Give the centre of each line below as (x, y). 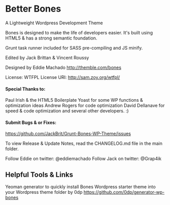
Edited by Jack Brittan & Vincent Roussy (47, 57)
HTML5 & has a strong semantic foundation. (51, 38)
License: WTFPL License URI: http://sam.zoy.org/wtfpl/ (63, 77)
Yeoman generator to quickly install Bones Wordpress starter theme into (80, 187)
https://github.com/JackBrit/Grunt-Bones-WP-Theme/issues (68, 134)
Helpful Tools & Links (39, 174)
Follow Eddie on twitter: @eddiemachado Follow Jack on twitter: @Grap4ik (83, 159)
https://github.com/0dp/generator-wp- (124, 192)
